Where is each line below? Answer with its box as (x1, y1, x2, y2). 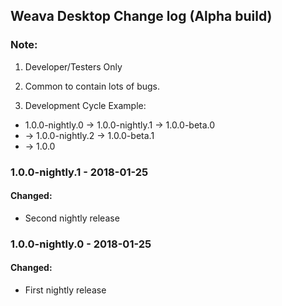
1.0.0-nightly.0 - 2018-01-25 (10, 237, 152, 251)
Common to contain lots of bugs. (24, 80, 161, 92)
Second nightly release (24, 212, 120, 224)
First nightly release (24, 284, 107, 296)
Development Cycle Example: (24, 99, 147, 111)
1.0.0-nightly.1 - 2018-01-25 (10, 165, 149, 179)
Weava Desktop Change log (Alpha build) (10, 8, 273, 25)
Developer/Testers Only (24, 60, 123, 73)
